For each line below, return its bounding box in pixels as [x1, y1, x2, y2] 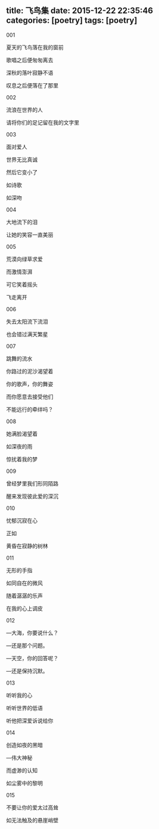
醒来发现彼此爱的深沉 [6, 493, 58, 500]
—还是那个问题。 [6, 642, 48, 649]
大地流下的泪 [6, 218, 38, 226]
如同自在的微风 [6, 579, 43, 587]
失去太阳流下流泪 [6, 318, 48, 325]
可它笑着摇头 [6, 281, 38, 288]
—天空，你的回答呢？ [6, 654, 58, 661]
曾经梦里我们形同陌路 [6, 479, 58, 487]
